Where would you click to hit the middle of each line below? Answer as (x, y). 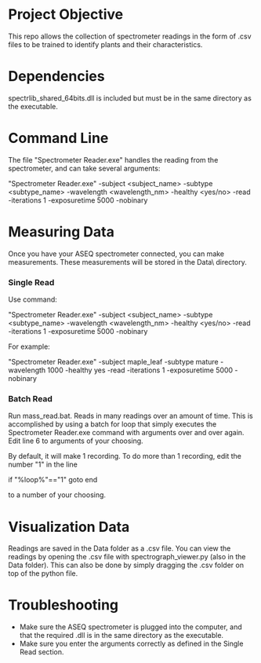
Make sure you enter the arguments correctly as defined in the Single (131, 644)
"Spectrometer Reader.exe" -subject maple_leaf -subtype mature (113, 362)
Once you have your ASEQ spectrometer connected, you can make (116, 254)
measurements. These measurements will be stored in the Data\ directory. (127, 262)
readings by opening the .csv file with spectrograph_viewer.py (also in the (127, 557)
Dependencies (56, 77)
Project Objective (66, 15)
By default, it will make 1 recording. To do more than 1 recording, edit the (125, 456)
